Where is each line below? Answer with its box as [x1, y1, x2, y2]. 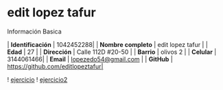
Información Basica [7, 27, 62, 35]
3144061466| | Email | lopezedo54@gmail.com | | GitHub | [7, 55, 173, 63]
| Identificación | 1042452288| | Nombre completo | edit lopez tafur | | [7, 40, 208, 48]
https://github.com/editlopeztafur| [7, 62, 104, 70]
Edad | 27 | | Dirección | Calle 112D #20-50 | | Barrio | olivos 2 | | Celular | [7, 48, 217, 56]
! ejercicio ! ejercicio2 [7, 75, 68, 83]
